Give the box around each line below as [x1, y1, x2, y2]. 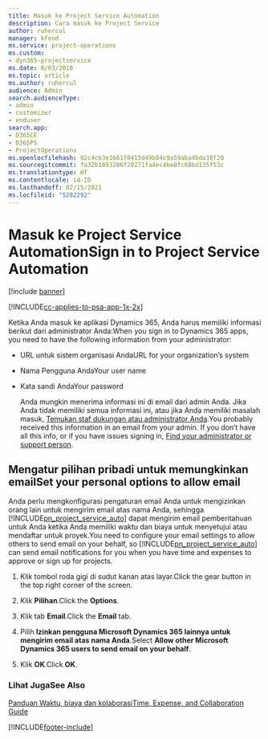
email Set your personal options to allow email [8, 475, 241, 488]
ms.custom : [8, 49, 45, 57]
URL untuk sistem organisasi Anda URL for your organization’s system [19, 350, 250, 360]
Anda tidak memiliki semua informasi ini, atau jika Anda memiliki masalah [19, 405, 261, 414]
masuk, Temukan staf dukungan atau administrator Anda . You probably [19, 414, 254, 423]
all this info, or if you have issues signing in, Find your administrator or [19, 431, 252, 440]
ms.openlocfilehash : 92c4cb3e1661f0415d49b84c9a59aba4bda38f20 [8, 153, 225, 161]
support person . [19, 439, 74, 449]
